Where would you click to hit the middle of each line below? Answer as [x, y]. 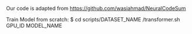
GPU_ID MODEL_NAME [34, 26]
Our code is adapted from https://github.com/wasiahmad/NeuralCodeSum [96, 8]
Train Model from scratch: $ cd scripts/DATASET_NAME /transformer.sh [93, 19]
